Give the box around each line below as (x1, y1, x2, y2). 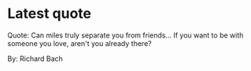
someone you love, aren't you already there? (7, 38, 152, 48)
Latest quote (7, 5, 92, 23)
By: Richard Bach (7, 54, 64, 63)
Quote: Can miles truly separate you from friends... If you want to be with (7, 30, 244, 40)
